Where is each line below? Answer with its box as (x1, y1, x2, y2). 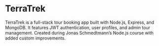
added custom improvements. (5, 35, 66, 41)
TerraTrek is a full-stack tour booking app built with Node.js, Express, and (5, 19, 154, 25)
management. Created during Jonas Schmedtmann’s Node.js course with (5, 30, 154, 36)
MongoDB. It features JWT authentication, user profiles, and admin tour (5, 24, 150, 30)
